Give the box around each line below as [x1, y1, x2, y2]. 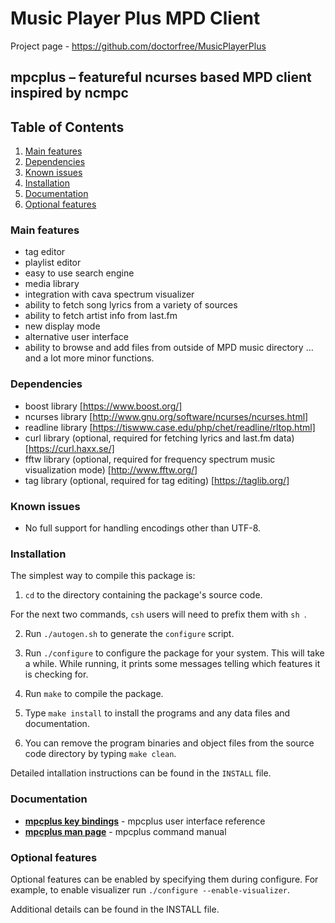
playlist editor [24, 257, 82, 269]
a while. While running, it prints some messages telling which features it [24, 658, 321, 670]
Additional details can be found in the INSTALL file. [10, 903, 220, 915]
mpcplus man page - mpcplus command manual [24, 825, 227, 837]
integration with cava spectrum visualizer [24, 288, 195, 301]
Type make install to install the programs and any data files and [24, 707, 291, 719]
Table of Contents [10, 118, 125, 136]
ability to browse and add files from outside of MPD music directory [24, 342, 304, 354]
